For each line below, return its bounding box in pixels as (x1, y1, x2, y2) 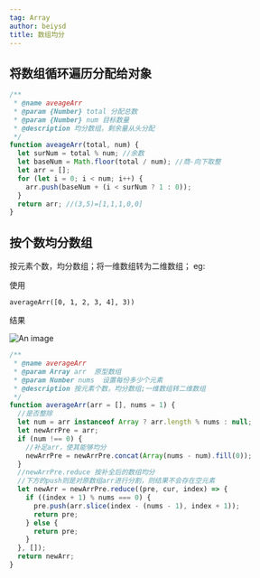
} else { (25, 518, 59, 527)
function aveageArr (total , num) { (9, 141, 140, 150)
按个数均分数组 (9, 235, 93, 250)
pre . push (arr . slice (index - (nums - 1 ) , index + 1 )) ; (32, 501, 241, 510)
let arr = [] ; (17, 166, 70, 175)
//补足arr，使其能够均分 (25, 443, 107, 452)
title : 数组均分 (9, 30, 65, 39)
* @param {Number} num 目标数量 (13, 115, 130, 125)
